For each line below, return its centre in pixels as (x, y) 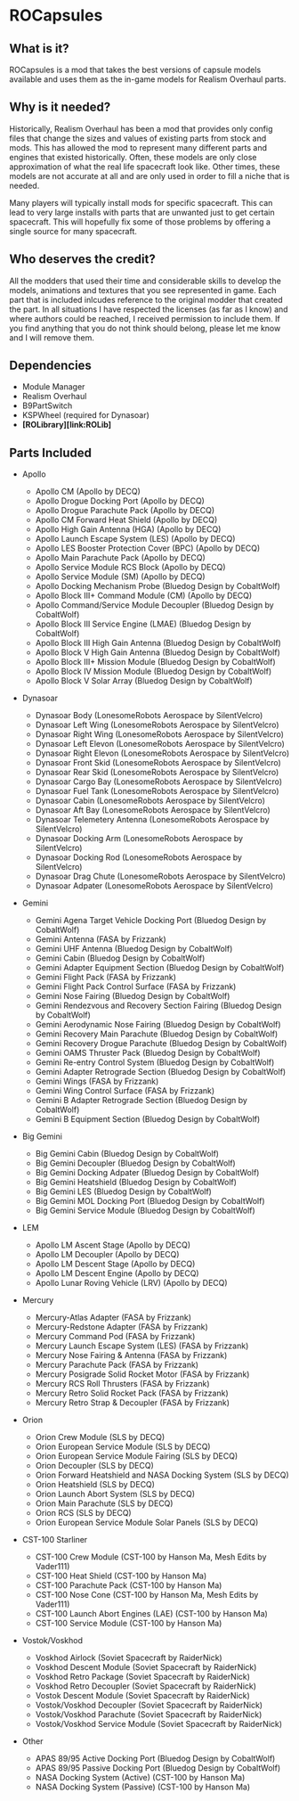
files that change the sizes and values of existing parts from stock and (138, 138)
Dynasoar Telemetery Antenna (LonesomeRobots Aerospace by (152, 820)
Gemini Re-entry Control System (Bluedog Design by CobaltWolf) (155, 1062)
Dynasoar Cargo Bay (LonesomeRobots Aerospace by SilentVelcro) (159, 782)
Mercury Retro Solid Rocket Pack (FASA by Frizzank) (132, 1393)
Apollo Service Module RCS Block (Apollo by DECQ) (130, 568)
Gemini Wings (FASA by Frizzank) (97, 1081)
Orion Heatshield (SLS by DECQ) (95, 1485)
